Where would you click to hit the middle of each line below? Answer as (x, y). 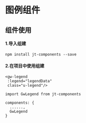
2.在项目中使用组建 (25, 66)
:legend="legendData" (30, 81)
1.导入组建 (16, 44)
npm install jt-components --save (41, 54)
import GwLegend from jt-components (43, 94)
